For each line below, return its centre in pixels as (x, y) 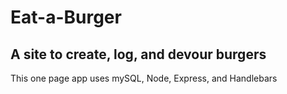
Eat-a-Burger (66, 17)
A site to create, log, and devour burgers (138, 54)
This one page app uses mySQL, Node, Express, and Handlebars (144, 78)
